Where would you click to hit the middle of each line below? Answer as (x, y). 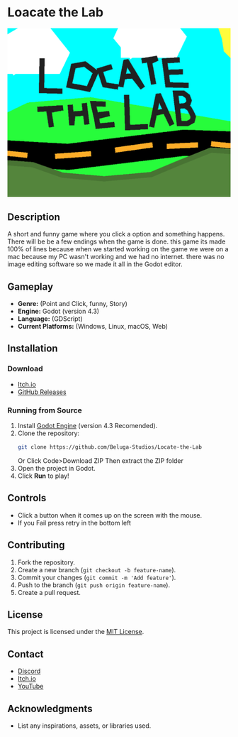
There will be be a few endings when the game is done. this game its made (117, 241)
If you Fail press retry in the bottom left (74, 523)
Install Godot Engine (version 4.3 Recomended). (87, 426)
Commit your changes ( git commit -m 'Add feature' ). (97, 577)
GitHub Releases (42, 392)
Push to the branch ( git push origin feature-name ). (94, 585)
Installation (33, 349)
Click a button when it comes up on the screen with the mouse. (110, 515)
